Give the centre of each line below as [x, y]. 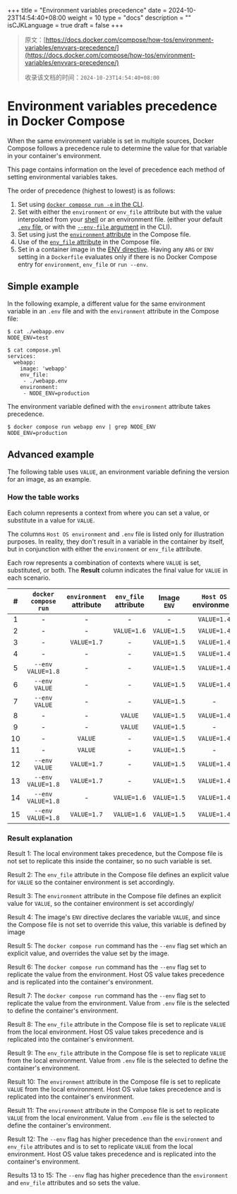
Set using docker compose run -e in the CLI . [81, 204]
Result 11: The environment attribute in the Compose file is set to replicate [114, 1111]
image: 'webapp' [44, 369]
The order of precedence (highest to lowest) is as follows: [91, 191]
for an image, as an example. [49, 479]
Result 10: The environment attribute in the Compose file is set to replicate [114, 1082]
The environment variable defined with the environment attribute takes [109, 406]
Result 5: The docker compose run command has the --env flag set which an [117, 946]
